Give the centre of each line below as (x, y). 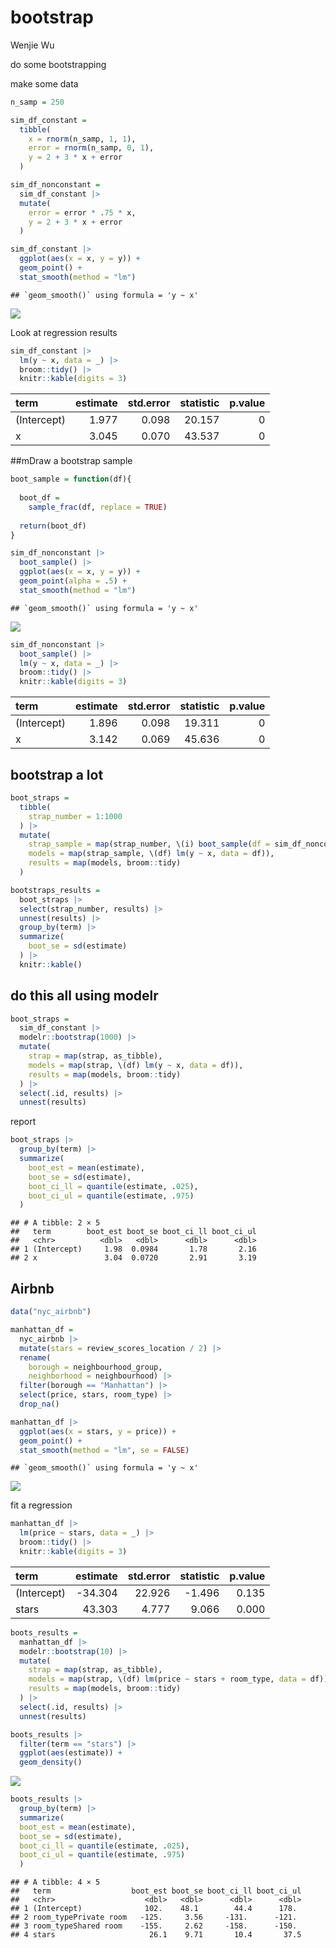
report (23, 1122)
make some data (44, 83)
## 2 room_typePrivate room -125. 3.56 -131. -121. (154, 1917)
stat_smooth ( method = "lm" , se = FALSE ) (104, 1450)
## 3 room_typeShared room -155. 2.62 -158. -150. (154, 1926)
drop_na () (39, 1404)
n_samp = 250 (37, 102)
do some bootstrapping (58, 64)
